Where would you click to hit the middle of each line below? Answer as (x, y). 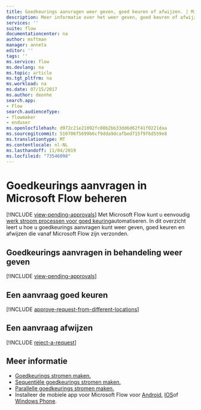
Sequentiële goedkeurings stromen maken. (68, 382)
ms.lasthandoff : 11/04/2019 (41, 150)
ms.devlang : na (25, 67)
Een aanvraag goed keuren (57, 295)
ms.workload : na (26, 84)
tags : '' (17, 56)
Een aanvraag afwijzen (50, 328)
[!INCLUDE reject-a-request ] (41, 342)
